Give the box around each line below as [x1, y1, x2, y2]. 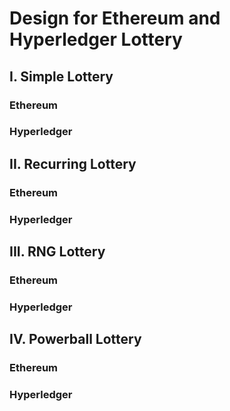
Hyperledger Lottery [9, 28, 183, 51]
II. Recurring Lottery [9, 155, 137, 172]
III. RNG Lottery [9, 243, 106, 261]
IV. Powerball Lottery [9, 331, 142, 348]
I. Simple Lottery [9, 68, 114, 85]
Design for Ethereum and [9, 7, 221, 30]
